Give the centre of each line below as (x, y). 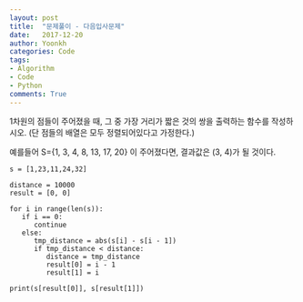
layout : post (34, 18)
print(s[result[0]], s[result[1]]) (77, 288)
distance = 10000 (42, 185)
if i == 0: (42, 216)
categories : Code (42, 52)
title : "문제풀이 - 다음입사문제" (67, 26)
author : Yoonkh (38, 43)
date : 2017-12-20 (46, 35)
